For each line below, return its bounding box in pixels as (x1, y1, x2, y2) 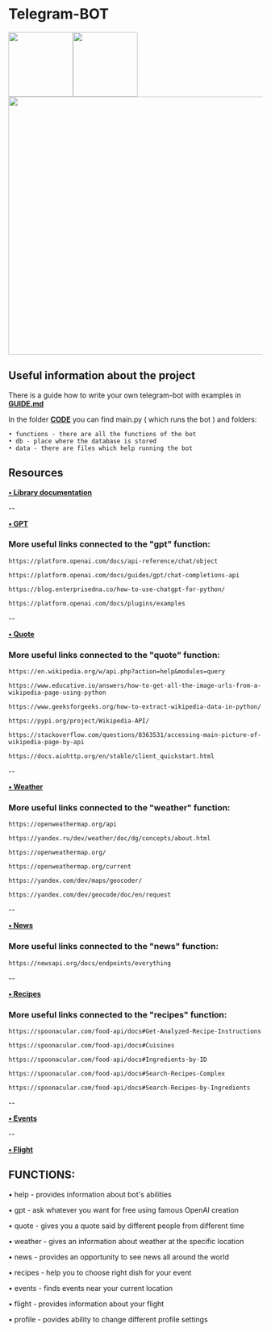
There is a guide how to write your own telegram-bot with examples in (8, 390, 242, 400)
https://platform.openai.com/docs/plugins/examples (8, 599, 186, 607)
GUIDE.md (8, 398, 44, 408)
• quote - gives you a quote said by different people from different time (8, 1221, 244, 1230)
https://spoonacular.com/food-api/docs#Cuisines (8, 1042, 175, 1050)
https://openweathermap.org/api (8, 820, 117, 829)
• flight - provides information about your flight (8, 1299, 165, 1309)
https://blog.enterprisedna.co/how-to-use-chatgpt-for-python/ (8, 585, 226, 593)
